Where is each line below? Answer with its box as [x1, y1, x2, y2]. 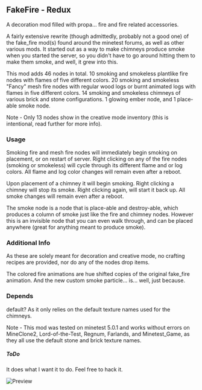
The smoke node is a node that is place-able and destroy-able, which [6, 205, 179, 212]
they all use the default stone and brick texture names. [6, 336, 142, 344]
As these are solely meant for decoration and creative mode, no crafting [6, 252, 185, 260]
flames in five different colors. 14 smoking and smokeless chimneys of [6, 89, 181, 96]
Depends [6, 292, 34, 301]
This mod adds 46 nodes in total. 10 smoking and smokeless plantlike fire [6, 69, 188, 77]
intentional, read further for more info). [6, 120, 103, 127]
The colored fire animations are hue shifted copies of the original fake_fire [6, 270, 190, 278]
